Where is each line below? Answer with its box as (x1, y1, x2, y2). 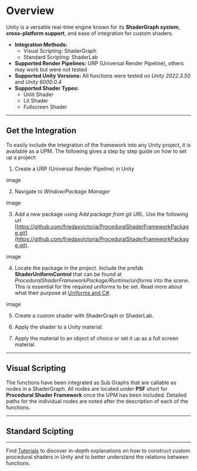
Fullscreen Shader (23, 103, 67, 110)
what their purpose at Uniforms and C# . (14, 289, 111, 296)
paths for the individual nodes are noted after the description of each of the (6, 397, 189, 405)
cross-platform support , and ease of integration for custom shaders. (6, 29, 174, 36)
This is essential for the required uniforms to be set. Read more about (14, 283, 183, 290)
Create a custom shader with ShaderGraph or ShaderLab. (14, 312, 154, 319)
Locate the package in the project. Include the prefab (14, 264, 144, 271)
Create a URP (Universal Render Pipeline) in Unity (14, 165, 135, 172)
